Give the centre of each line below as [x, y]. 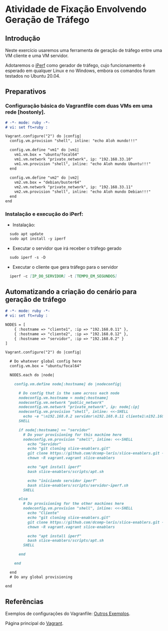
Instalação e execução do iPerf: [44, 214]
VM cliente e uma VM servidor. [37, 56]
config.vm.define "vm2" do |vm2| [44, 178]
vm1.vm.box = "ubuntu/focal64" [47, 155]
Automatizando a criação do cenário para [71, 291]
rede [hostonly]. [25, 112]
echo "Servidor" [44, 444]
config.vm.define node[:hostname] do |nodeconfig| [68, 384]
